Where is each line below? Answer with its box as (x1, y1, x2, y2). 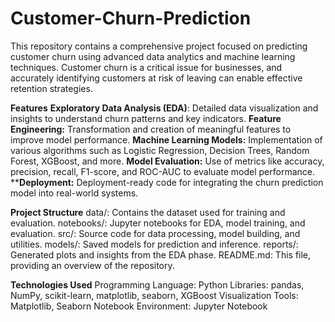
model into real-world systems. (10, 187, 139, 199)
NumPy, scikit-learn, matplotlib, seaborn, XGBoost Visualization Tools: (10, 289, 299, 301)
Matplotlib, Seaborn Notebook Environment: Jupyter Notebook (10, 300, 268, 312)
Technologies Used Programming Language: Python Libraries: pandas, (10, 278, 305, 291)
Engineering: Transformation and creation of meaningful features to (10, 123, 292, 135)
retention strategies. (10, 82, 93, 94)
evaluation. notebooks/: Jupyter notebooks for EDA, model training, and (10, 217, 306, 229)
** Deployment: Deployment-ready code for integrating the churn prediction (10, 176, 324, 188)
